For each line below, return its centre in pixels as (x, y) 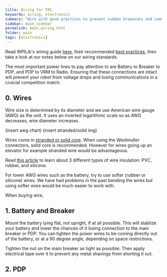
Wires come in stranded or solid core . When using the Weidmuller (73, 140)
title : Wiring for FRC (29, 10)
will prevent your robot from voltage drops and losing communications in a (81, 77)
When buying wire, (24, 195)
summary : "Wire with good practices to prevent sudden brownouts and (79, 19)
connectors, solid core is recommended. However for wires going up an (79, 145)
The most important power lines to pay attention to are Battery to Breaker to (83, 66)
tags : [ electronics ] (27, 38)
